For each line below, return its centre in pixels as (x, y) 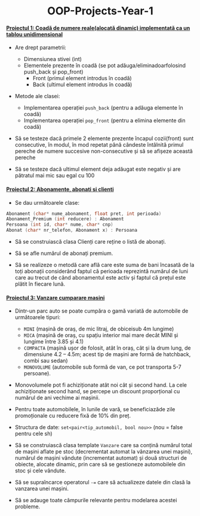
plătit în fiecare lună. (40, 284)
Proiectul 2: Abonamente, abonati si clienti (60, 189)
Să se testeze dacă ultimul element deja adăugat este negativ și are (98, 169)
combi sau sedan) (46, 361)
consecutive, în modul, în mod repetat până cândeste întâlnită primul (99, 145)
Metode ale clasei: (37, 96)
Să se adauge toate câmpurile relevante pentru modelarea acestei (96, 500)
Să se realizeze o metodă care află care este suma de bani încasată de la (104, 265)
